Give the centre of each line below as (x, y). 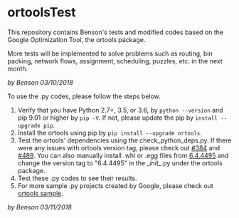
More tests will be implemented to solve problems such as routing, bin (110, 53)
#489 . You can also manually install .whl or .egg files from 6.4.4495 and (123, 155)
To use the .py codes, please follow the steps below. (84, 96)
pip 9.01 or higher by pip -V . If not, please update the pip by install (118, 118)
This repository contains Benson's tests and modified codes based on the (116, 32)
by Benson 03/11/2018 (40, 207)
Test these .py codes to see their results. (77, 178)
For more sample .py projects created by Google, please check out (115, 185)
